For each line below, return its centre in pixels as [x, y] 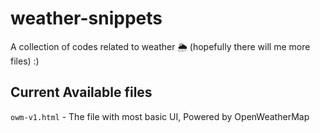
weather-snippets [86, 18]
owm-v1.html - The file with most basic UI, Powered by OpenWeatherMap [160, 116]
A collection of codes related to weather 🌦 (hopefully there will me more [160, 46]
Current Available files [81, 92]
